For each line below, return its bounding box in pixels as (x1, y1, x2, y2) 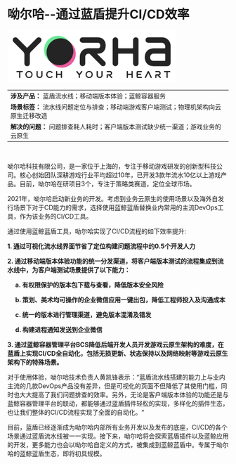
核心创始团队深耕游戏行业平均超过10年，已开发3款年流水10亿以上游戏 (19, 170, 221, 179)
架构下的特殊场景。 (7, 358, 63, 366)
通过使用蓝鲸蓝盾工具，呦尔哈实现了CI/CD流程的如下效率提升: (7, 226, 187, 236)
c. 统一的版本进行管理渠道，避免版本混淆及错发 (15, 310, 152, 318)
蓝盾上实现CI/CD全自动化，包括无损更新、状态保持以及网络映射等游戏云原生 (7, 349, 228, 357)
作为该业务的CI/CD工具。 (19, 212, 93, 220)
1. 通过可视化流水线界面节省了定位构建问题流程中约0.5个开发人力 (7, 242, 195, 250)
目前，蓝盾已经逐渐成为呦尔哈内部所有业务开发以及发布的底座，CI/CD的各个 (7, 423, 228, 431)
